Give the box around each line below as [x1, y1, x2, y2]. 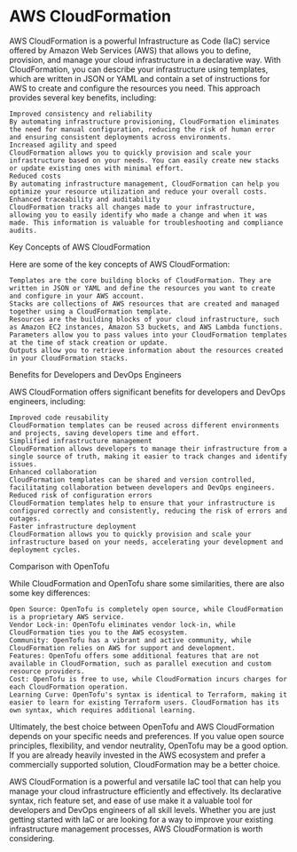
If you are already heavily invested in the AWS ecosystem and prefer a [9, 749, 266, 760]
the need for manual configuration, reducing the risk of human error [9, 124, 276, 134]
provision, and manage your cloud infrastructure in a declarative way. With [9, 54, 282, 65]
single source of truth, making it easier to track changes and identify [9, 451, 288, 461]
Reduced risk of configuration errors [9, 490, 152, 499]
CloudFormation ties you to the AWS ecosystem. [9, 628, 189, 637]
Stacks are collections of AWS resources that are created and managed [9, 299, 279, 308]
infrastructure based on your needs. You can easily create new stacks [9, 155, 279, 165]
